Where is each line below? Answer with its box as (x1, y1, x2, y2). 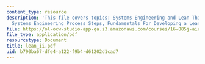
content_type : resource (6, 9, 67, 15)
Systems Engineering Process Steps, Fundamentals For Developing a (12, 20, 187, 26)
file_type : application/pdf (6, 32, 78, 38)
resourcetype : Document (6, 37, 67, 43)
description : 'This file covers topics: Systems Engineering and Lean (6, 15, 190, 21)
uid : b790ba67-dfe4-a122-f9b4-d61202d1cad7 (6, 49, 119, 55)
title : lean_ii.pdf (6, 43, 56, 49)
